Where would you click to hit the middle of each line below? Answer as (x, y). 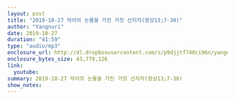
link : (15, 66)
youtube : (26, 72)
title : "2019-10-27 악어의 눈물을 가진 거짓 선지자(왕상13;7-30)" (95, 20)
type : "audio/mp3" (34, 46)
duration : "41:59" (34, 40)
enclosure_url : (29, 53)
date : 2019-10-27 (33, 33)
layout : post (26, 14)
